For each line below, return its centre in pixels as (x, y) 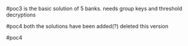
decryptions (21, 15)
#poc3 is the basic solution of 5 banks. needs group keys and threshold (94, 9)
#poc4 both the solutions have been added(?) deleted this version (87, 26)
